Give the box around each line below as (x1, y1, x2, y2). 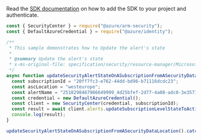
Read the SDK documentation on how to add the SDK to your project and (6, 5, 186, 12)
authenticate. (6, 11, 39, 19)
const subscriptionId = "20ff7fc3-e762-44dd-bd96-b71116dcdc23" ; (11, 78, 179, 84)
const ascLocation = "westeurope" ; (11, 84, 101, 90)
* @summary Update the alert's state (8, 56, 103, 62)
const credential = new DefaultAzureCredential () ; (11, 95, 141, 101)
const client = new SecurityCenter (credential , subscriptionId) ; (11, 101, 179, 106)
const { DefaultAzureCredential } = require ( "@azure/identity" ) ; (6, 28, 173, 35)
